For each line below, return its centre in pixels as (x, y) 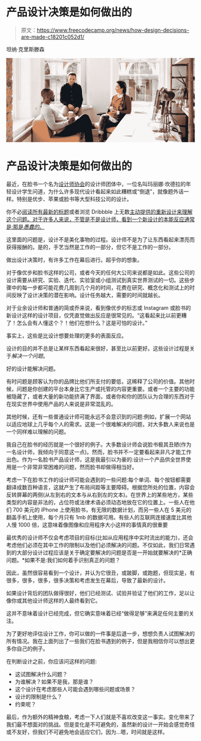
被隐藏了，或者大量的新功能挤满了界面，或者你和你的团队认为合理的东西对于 (100, 396)
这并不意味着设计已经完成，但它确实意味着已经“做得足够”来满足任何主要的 (98, 614)
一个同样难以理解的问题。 (38, 432)
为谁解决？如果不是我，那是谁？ (54, 682)
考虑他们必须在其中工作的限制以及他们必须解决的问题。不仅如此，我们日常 (98, 545)
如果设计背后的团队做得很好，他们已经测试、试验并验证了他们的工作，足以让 (100, 593)
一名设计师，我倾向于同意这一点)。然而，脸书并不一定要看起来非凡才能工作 (99, 452)
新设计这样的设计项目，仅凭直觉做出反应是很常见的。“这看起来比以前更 (94, 315)
